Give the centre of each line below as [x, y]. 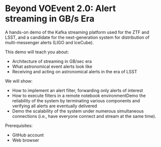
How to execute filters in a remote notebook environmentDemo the [79, 96]
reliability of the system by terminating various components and [76, 100]
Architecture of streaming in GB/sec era [52, 61]
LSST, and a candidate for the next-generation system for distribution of [77, 37]
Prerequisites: [19, 125]
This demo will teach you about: [37, 52]
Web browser [26, 140]
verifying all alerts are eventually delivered [54, 106]
